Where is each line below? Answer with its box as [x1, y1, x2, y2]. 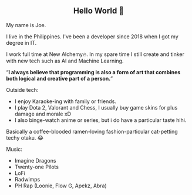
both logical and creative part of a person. [6, 75, 111, 82]
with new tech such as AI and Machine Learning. [6, 57, 124, 64]
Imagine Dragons [14, 157, 56, 164]
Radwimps [14, 176, 41, 183]
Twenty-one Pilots [14, 163, 59, 170]
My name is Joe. [6, 21, 46, 28]
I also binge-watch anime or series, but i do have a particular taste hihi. [14, 116, 187, 124]
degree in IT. [6, 39, 37, 46]
